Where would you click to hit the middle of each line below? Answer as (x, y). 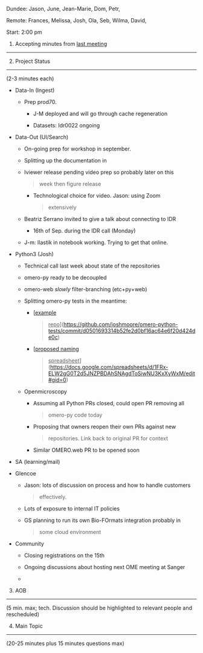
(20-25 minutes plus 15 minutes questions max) (66, 643)
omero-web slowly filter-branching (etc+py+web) (85, 289)
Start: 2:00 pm (24, 32)
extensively (62, 207)
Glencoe (25, 473)
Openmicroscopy (46, 391)
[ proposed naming (56, 349)
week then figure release (70, 184)
